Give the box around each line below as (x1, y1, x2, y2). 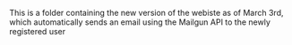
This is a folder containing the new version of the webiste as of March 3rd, (9, 8, 284, 18)
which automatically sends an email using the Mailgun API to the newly (9, 17, 271, 27)
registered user (9, 26, 65, 36)
